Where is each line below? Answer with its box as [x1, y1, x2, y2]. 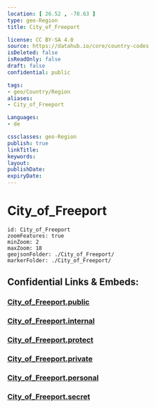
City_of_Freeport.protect [7, 335, 93, 345]
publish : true [7, 140, 49, 147]
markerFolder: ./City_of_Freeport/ [7, 256, 112, 264]
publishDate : [7, 166, 46, 173]
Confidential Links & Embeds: [7, 276, 139, 288]
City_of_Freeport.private [7, 354, 93, 364]
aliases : [7, 94, 33, 102]
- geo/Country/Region [7, 88, 71, 95]
